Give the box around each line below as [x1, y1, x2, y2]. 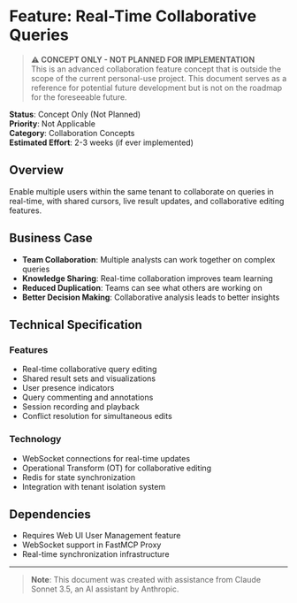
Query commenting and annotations [21, 392, 154, 403]
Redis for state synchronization [21, 471, 135, 483]
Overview [9, 163, 65, 178]
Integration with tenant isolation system [21, 481, 166, 492]
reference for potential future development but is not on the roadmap [30, 82, 283, 93]
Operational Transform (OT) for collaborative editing [21, 462, 212, 473]
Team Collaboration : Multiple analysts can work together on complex [21, 254, 276, 264]
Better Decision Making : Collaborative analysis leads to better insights [21, 292, 280, 302]
